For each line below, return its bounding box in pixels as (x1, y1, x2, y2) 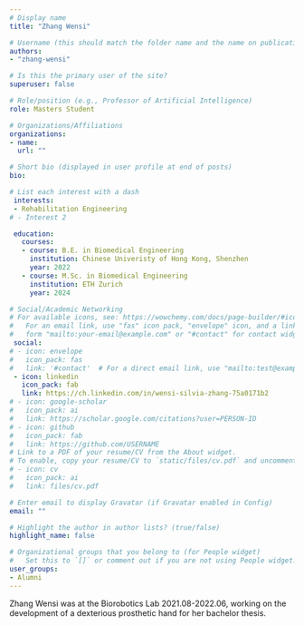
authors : (9, 46, 43, 55)
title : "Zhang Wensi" (9, 22, 91, 31)
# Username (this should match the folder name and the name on (9, 38, 257, 47)
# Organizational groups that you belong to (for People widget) (9, 548, 261, 557)
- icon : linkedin (13, 372, 79, 381)
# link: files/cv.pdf (9, 482, 100, 491)
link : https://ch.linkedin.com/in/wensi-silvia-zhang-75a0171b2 (21, 389, 270, 398)
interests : (13, 196, 54, 205)
